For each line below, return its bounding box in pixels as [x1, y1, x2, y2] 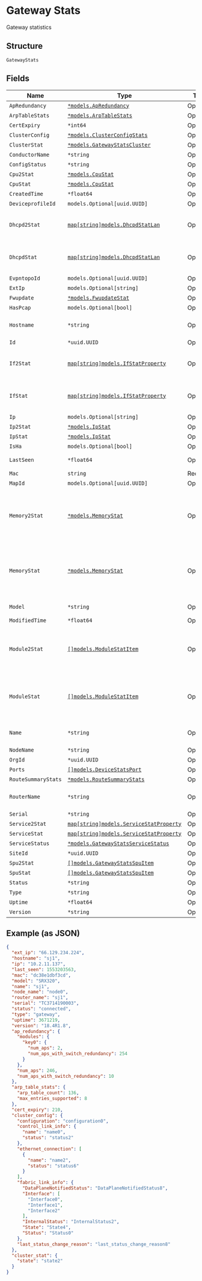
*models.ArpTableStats [67, 112, 133, 119]
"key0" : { [22, 1039, 47, 1046]
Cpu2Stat [9, 171, 34, 178]
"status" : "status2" [22, 1135, 74, 1141]
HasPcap [9, 304, 31, 311]
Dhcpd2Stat [9, 221, 40, 228]
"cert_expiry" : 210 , [11, 1107, 63, 1113]
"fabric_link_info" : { [17, 1180, 74, 1186]
